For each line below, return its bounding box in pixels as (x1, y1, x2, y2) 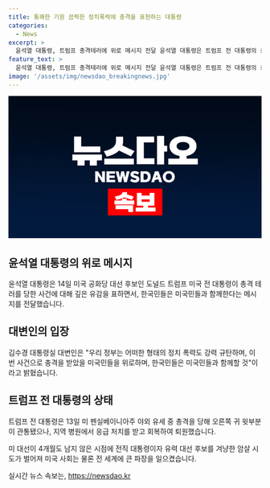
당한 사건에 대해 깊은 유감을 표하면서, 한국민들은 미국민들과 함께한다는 (22, 289, 243, 299)
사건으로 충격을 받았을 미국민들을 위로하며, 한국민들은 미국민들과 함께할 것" (16, 358, 252, 367)
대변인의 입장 (8, 325, 70, 338)
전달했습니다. (22, 299, 65, 309)
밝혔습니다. (22, 367, 59, 377)
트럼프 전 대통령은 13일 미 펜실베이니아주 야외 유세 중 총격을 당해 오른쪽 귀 (8, 416, 240, 426)
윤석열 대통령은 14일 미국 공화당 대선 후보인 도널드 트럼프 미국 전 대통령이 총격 (8, 279, 254, 289)
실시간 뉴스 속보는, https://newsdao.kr (8, 470, 131, 480)
